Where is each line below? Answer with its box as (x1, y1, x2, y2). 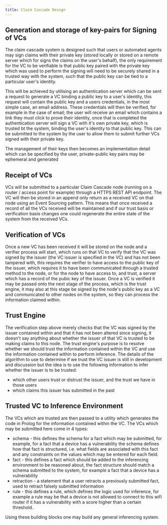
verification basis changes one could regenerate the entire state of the (5, 211, 150, 217)
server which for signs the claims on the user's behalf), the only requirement (5, 57, 163, 63)
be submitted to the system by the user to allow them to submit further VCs (5, 131, 160, 137)
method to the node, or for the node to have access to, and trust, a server (5, 270, 157, 276)
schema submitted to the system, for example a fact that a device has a (12, 467, 160, 473)
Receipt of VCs (5, 171, 52, 179)
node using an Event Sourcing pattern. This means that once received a (5, 200, 153, 206)
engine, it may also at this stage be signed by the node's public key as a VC (5, 286, 161, 292)
